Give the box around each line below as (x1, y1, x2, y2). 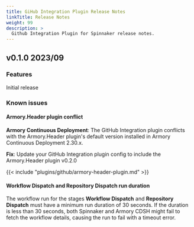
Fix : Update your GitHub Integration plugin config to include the (6, 151, 161, 158)
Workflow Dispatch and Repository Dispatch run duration (6, 182, 150, 189)
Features (6, 71, 33, 79)
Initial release (6, 84, 38, 91)
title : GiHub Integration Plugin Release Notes (6, 8, 126, 15)
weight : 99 (6, 20, 33, 25)
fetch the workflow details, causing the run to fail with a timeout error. (6, 214, 176, 221)
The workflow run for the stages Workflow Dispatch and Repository (6, 195, 174, 202)
